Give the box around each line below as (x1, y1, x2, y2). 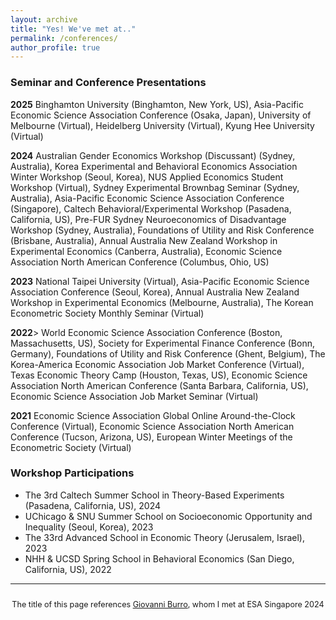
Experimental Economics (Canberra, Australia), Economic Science (10, 245, 283, 257)
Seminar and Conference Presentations (10, 76, 207, 90)
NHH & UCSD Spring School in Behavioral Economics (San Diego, (24, 552, 295, 565)
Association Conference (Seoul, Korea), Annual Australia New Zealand (10, 286, 300, 298)
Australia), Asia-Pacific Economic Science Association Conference (10, 192, 285, 204)
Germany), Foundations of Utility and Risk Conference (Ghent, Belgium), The (10, 347, 326, 360)
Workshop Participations (10, 466, 135, 480)
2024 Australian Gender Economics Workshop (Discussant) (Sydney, (10, 149, 296, 161)
